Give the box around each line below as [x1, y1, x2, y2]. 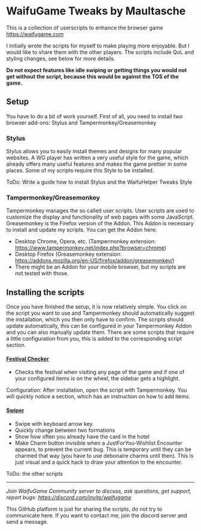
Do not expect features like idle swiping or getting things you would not [6, 66, 187, 73]
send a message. [6, 518, 48, 525]
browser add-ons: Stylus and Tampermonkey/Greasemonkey [6, 119, 157, 126]
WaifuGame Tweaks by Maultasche [6, 4, 186, 18]
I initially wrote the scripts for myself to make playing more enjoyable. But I [6, 42, 190, 49]
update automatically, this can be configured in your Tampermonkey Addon [6, 323, 193, 330]
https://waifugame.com [6, 30, 64, 37]
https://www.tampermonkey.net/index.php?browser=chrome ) [14, 244, 166, 252]
